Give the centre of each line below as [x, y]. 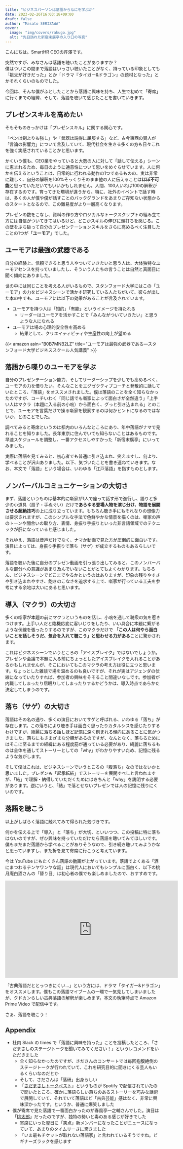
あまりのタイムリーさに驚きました [71, 1129]
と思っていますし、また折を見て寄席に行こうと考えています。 [67, 850]
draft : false [18, 19]
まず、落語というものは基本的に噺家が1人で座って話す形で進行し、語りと [79, 499]
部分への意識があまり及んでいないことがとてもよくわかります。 [78, 569]
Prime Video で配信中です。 [33, 1004]
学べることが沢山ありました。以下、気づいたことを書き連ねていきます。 [78, 463]
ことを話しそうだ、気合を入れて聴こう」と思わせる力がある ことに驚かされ [85, 635]
